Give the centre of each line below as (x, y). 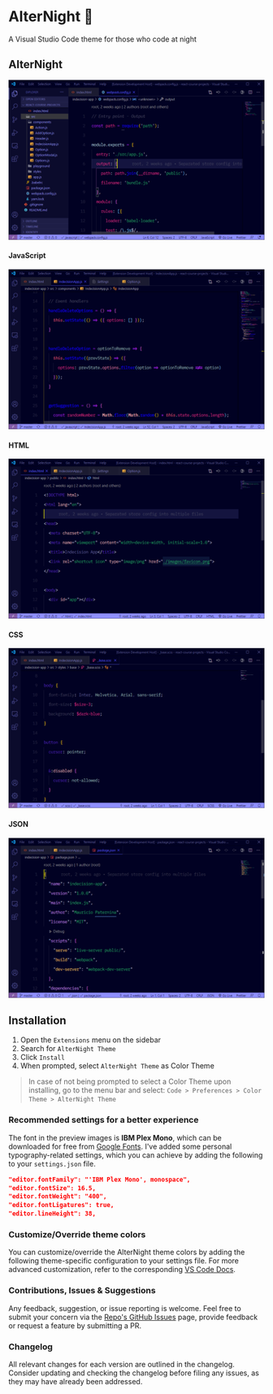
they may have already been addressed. (76, 1381)
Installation (37, 1020)
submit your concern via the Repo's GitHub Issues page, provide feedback (133, 1317)
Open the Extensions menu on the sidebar (90, 1040)
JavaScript (27, 256)
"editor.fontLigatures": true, (61, 1206)
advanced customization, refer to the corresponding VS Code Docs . (122, 1270)
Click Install (42, 1057)
